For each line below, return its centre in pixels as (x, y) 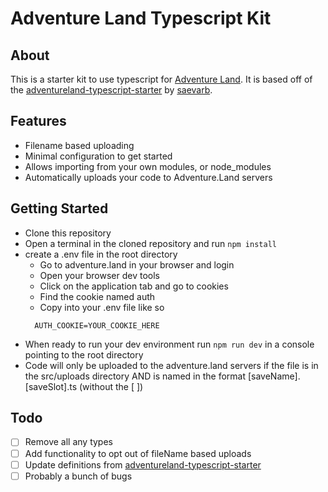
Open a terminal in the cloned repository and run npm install (150, 243)
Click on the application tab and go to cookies (134, 286)
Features (38, 121)
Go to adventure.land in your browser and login (137, 264)
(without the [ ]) (111, 386)
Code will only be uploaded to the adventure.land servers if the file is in (171, 365)
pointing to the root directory (84, 354)
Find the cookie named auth (97, 296)
